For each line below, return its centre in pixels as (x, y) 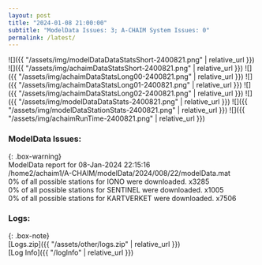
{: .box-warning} (35, 156)
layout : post (30, 15)
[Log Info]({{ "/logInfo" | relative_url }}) (71, 252)
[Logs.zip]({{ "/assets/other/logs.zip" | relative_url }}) (94, 244)
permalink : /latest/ (42, 37)
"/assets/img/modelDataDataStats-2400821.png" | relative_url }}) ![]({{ (133, 102)
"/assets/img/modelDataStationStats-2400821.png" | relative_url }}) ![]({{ (127, 110)
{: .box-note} (29, 235)
